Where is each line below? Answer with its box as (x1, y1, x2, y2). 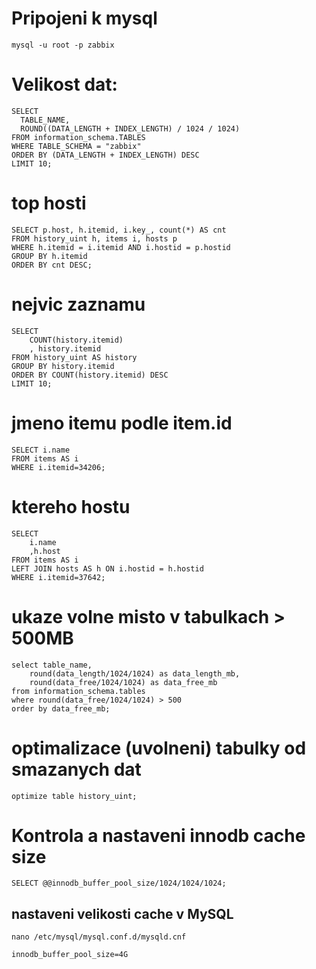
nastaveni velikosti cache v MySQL (11, 905, 234, 922)
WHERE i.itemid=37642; (11, 572, 106, 582)
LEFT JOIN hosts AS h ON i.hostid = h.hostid (11, 563, 204, 574)
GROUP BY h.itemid (11, 251, 88, 261)
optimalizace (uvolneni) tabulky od (11, 737, 307, 759)
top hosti (11, 192, 87, 215)
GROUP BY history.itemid (11, 361, 115, 371)
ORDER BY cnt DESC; (11, 260, 93, 270)
